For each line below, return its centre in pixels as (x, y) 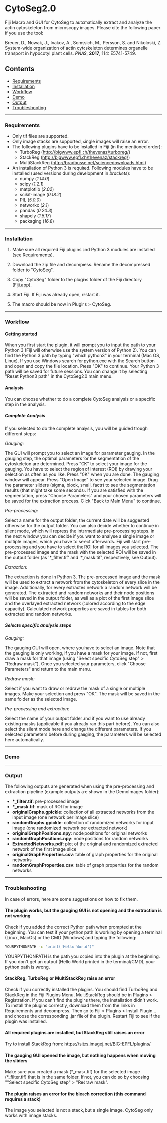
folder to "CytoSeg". (33, 270)
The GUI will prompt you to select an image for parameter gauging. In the (80, 453)
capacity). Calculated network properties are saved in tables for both (76, 608)
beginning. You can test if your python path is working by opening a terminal (83, 932)
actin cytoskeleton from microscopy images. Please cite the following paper (83, 27)
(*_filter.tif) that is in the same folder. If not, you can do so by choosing (77, 1077)
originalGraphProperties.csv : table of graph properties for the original (85, 855)
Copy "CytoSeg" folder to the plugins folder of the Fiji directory (77, 280)
